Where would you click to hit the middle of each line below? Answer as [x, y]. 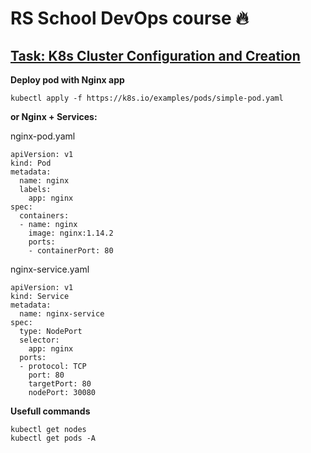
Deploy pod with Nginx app [67, 80]
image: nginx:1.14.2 [71, 233]
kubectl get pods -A [53, 438]
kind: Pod [31, 163]
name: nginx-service [62, 314]
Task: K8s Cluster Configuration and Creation [155, 55]
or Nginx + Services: [54, 116]
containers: [44, 216]
